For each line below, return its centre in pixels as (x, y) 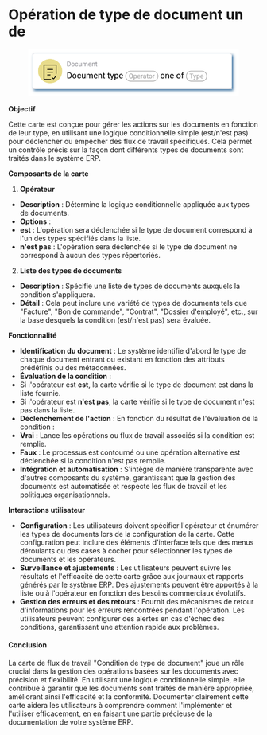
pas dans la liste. (47, 410)
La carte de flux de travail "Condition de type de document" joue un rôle (126, 663)
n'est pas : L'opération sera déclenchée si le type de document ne (128, 246)
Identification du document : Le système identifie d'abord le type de (133, 350)
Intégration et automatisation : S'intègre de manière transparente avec (137, 469)
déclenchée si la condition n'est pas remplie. (93, 460)
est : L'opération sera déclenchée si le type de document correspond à (136, 229)
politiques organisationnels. (65, 495)
